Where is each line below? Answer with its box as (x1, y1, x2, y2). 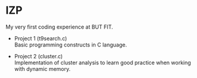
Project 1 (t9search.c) (14, 35, 67, 42)
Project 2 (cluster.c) (14, 52, 63, 60)
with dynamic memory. (14, 65, 71, 72)
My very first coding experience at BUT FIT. (5, 23, 113, 30)
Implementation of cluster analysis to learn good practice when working (14, 59, 192, 66)
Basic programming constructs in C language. (14, 41, 127, 48)
